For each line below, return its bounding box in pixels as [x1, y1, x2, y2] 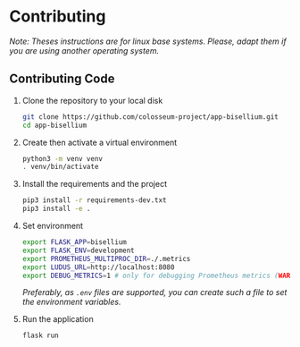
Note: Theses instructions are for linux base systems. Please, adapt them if [9, 36, 287, 47]
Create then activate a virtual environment [21, 137, 178, 148]
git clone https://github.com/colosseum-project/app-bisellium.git [21, 112, 279, 122]
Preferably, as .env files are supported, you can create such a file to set [21, 287, 287, 298]
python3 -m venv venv [21, 154, 104, 163]
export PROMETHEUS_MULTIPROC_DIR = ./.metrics [21, 254, 191, 263]
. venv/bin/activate [21, 163, 99, 172]
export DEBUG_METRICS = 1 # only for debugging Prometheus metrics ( [21, 271, 279, 280]
